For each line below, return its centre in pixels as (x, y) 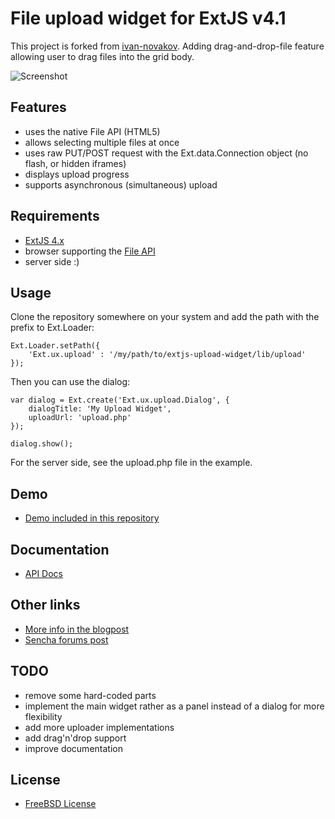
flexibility (43, 716)
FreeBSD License (60, 804)
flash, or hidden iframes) (75, 163)
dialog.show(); (42, 444)
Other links (45, 605)
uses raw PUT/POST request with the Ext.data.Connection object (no (166, 153)
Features (38, 107)
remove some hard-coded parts (90, 695)
